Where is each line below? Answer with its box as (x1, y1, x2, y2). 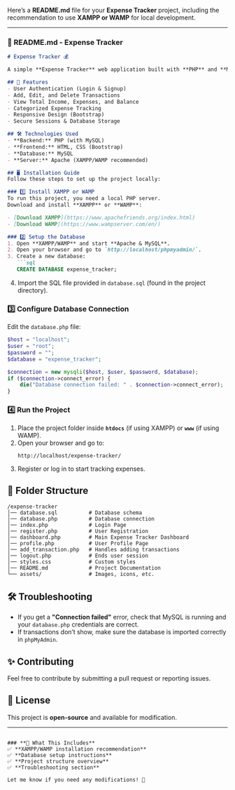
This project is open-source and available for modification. (7, 713, 177, 721)
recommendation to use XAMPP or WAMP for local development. (7, 13, 196, 22)
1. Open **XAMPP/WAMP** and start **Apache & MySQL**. (7, 240, 171, 247)
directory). (17, 286, 48, 294)
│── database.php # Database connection (7, 516, 155, 523)
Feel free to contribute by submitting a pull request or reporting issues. (7, 674, 211, 683)
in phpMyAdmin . (17, 635, 58, 644)
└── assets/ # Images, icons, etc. (7, 571, 155, 578)
